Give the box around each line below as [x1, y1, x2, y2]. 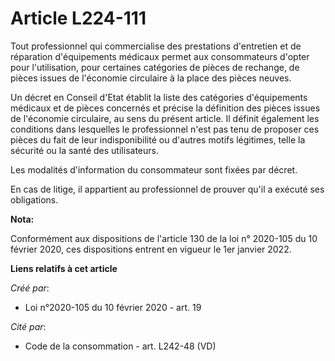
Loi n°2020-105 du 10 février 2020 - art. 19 [24, 301, 202, 313]
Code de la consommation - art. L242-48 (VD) [24, 340, 217, 352]
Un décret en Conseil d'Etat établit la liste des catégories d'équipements [10, 91, 308, 103]
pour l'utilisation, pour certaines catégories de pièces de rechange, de [10, 61, 300, 73]
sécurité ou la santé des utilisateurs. [10, 144, 159, 156]
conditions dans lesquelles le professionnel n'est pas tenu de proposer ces [10, 123, 320, 135]
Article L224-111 [10, 7, 147, 30]
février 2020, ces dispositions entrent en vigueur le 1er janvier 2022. [10, 243, 292, 255]
